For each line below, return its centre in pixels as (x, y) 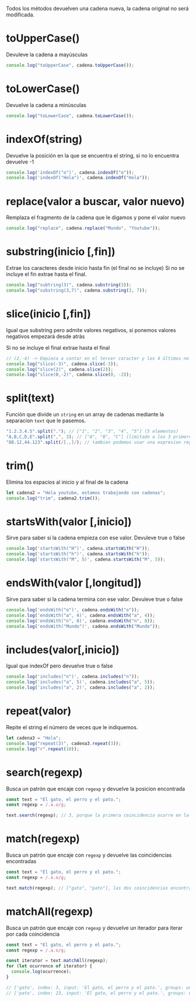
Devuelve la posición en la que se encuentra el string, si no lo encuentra (93, 155)
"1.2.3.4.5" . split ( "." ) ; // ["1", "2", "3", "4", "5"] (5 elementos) (92, 432)
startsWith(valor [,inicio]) (69, 521)
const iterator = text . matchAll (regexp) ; (57, 961)
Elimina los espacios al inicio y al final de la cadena (67, 482)
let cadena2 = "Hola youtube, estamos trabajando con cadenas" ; (86, 493)
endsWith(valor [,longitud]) (74, 583)
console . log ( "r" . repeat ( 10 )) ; (43, 749)
